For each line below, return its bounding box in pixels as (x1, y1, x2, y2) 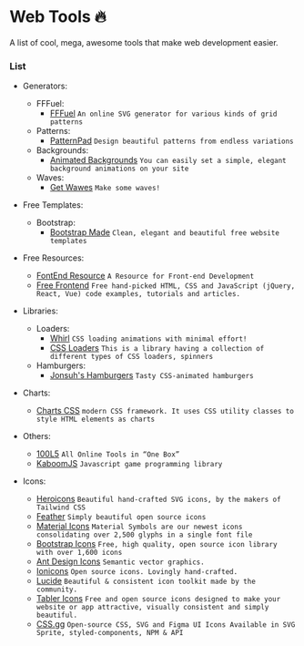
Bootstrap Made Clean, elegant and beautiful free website (49, 227, 280, 238)
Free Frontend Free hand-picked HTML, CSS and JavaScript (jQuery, (35, 280, 296, 291)
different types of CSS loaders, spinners (49, 353, 214, 362)
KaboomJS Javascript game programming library (35, 458, 223, 469)
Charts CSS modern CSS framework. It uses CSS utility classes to (35, 405, 294, 416)
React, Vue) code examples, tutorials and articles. (35, 290, 241, 299)
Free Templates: (22, 200, 84, 210)
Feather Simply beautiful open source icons (35, 511, 207, 522)
